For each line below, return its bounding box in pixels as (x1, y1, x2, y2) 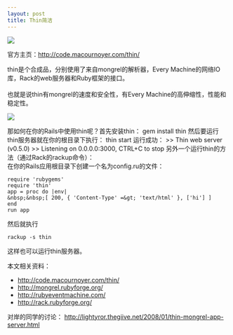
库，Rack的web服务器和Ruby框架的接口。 (7, 74, 128, 82)
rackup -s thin (7, 233, 52, 240)
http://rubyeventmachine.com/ (17, 290, 106, 299)
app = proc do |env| (7, 188, 68, 195)
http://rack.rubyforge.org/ (17, 298, 93, 306)
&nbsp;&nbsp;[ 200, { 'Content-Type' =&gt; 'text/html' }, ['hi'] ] (7, 194, 212, 201)
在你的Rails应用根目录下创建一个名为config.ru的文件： (7, 162, 164, 170)
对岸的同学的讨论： (7, 313, 63, 321)
